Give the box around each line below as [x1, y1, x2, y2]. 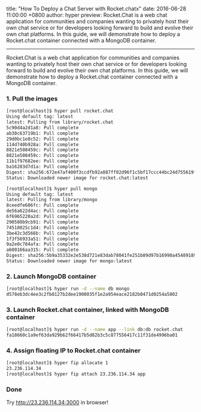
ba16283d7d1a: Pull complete [6, 164, 79, 170]
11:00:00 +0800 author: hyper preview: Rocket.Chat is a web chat [6, 11, 167, 19]
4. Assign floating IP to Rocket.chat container [6, 346, 141, 355]
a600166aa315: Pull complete [6, 247, 79, 253]
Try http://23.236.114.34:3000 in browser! [6, 399, 109, 406]
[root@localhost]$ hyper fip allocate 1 [6, 360, 109, 366]
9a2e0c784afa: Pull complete [6, 241, 79, 247]
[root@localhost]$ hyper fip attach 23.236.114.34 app [6, 371, 146, 377]
